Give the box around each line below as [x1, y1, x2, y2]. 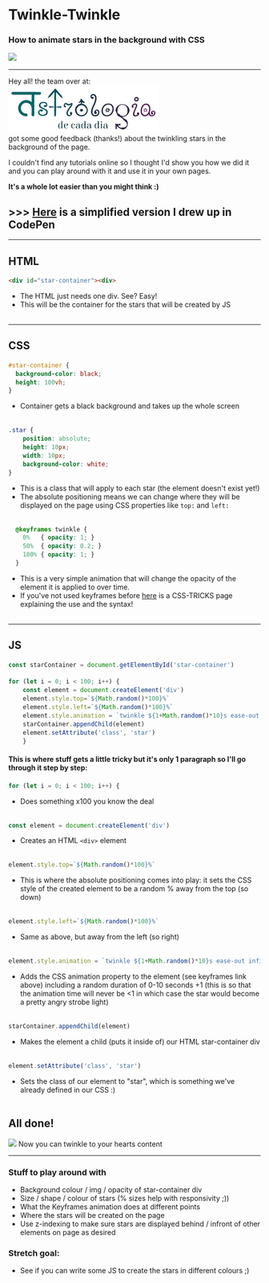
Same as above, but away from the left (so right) [19, 932, 180, 942]
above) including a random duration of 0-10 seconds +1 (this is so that [19, 980, 251, 990]
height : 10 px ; [22, 443, 70, 451]
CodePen [8, 218, 56, 231]
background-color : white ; [22, 460, 110, 468]
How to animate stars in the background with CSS [8, 35, 206, 46]
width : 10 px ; [22, 451, 66, 459]
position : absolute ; [22, 435, 91, 443]
